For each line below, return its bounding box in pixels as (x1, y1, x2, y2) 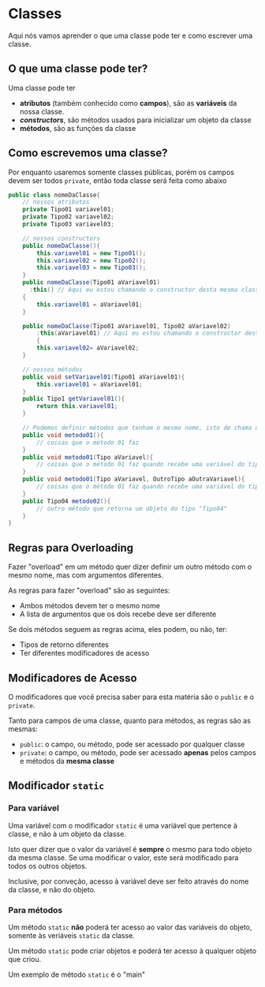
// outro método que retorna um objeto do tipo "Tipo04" (36, 504, 227, 513)
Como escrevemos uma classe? (8, 147, 168, 160)
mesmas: (8, 723, 38, 734)
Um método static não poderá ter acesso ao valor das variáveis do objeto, (8, 922, 252, 932)
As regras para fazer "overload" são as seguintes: (8, 585, 170, 596)
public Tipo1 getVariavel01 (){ (22, 395, 125, 403)
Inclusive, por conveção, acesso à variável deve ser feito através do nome (8, 877, 249, 886)
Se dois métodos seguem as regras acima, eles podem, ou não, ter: (8, 625, 227, 634)
